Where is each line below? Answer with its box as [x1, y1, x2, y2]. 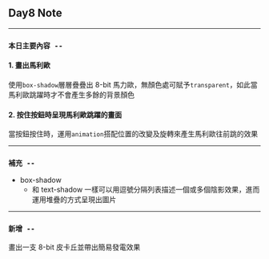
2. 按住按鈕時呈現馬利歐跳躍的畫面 [8, 110, 122, 119]
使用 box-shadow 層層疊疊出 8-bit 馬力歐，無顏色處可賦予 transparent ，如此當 [8, 79, 258, 89]
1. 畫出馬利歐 [8, 60, 50, 71]
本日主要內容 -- [8, 41, 63, 51]
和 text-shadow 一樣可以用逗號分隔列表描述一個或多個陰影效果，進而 [31, 184, 260, 195]
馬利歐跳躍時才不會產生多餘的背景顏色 [8, 90, 134, 99]
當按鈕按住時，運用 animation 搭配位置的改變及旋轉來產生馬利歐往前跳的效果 [8, 129, 259, 139]
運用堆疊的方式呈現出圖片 [31, 195, 117, 204]
